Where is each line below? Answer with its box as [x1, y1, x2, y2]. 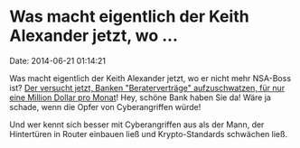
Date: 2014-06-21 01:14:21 [9, 55, 107, 66]
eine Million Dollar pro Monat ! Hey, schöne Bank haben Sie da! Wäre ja [9, 92, 271, 103]
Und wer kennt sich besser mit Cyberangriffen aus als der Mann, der [9, 119, 265, 130]
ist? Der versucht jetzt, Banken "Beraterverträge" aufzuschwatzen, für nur [9, 82, 286, 93]
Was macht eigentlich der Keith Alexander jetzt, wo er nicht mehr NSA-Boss [9, 72, 292, 83]
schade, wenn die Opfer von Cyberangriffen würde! [9, 101, 202, 112]
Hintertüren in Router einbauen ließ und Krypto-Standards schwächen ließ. [9, 128, 287, 139]
